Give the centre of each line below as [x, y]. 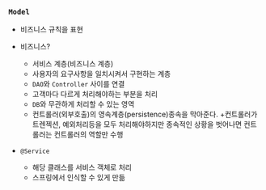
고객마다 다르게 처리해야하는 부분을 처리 [95, 94]
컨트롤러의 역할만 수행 [89, 135]
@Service [35, 152]
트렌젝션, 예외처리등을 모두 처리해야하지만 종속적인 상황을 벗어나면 [137, 125]
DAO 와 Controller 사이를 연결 [78, 84]
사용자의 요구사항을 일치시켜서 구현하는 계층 [101, 74]
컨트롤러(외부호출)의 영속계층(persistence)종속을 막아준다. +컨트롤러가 [145, 114]
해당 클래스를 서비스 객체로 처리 [82, 167]
